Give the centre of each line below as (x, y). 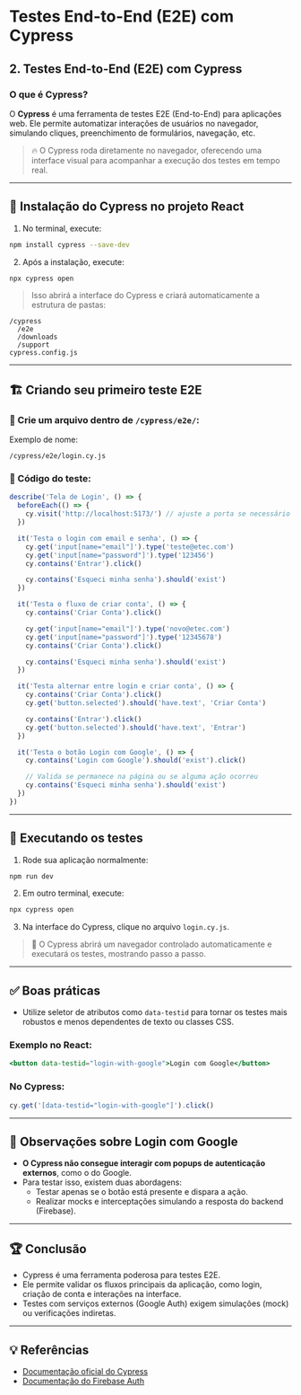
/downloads (38, 337)
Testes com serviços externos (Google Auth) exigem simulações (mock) (155, 1303)
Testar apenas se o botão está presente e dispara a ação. (142, 1192)
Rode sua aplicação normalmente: (85, 860)
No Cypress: (37, 1087)
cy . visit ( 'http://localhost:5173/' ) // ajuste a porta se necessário (158, 514)
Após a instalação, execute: (73, 261)
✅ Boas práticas (55, 990)
